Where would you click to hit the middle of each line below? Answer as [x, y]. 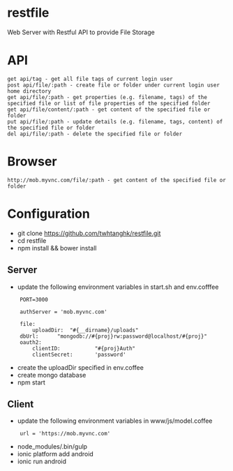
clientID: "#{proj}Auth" [84, 348]
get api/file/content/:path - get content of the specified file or [109, 110]
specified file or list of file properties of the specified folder [109, 103]
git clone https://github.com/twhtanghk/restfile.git [89, 233]
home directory [29, 91]
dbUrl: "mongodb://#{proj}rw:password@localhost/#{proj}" [114, 336]
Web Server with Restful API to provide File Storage [81, 32]
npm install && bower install [57, 248]
